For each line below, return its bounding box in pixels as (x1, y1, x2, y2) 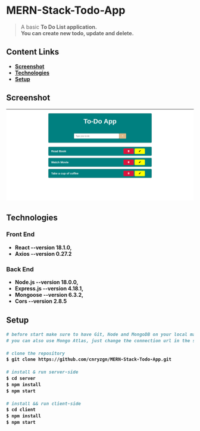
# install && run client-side (6, 401, 82, 407)
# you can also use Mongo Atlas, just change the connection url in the (6, 337, 190, 343)
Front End (6, 230, 35, 238)
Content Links (6, 47, 60, 57)
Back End (6, 265, 34, 273)
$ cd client (6, 407, 36, 413)
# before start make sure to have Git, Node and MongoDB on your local (6, 331, 187, 337)
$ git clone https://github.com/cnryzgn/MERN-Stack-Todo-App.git (6, 356, 171, 362)
